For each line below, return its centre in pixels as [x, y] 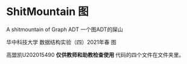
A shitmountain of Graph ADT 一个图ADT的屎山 [65, 29]
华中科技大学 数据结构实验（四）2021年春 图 [61, 42]
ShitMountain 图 [48, 12]
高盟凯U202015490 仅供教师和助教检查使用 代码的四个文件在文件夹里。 [95, 54]
